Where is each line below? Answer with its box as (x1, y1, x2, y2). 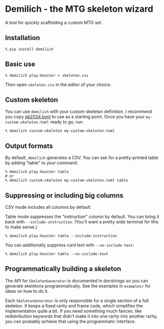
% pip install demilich (5, 46, 54, 52)
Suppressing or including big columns (5, 191, 124, 199)
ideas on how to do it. (5, 288, 49, 294)
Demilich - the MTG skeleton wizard (5, 3, 153, 15)
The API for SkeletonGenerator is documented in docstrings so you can (5, 278, 148, 284)
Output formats (5, 142, 53, 150)
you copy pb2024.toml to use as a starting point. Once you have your (5, 114, 145, 120)
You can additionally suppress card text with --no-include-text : (5, 242, 135, 248)
